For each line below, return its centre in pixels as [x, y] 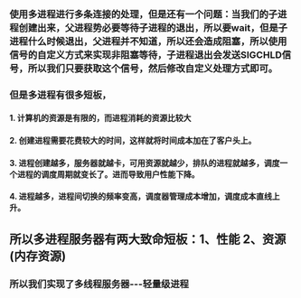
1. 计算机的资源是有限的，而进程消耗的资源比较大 [100, 118]
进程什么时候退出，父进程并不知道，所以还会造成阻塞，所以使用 [148, 41]
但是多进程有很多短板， [60, 95]
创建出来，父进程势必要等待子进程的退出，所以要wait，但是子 [153, 27]
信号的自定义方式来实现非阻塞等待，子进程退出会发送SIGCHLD [146, 54]
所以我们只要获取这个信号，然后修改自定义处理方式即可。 [153, 68]
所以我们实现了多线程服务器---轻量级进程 [99, 284]
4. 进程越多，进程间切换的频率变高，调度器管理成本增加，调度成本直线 [141, 197]
